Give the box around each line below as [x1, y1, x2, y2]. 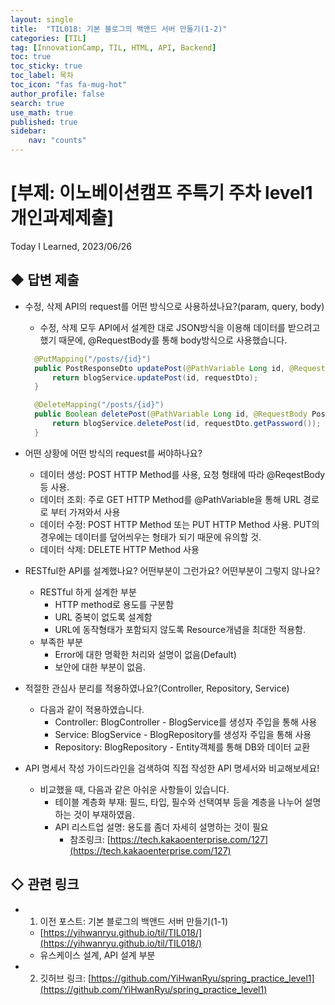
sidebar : [10, 126, 47, 136]
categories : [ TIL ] [10, 33, 87, 43]
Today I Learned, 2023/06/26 [10, 240, 132, 252]
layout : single [10, 14, 74, 25]
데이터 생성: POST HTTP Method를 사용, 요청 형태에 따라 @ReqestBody [39, 468, 326, 480]
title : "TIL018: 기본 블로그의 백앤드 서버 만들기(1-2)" [10, 24, 228, 34]
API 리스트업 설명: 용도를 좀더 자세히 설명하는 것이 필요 [54, 821, 269, 833]
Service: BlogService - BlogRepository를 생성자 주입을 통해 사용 [54, 728, 312, 740]
